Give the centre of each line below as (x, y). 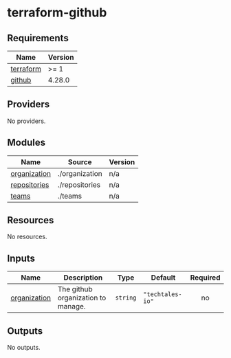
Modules (26, 143)
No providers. (26, 121)
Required (205, 278)
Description (83, 278)
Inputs (21, 258)
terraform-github (57, 13)
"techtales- (163, 294)
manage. (71, 306)
